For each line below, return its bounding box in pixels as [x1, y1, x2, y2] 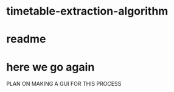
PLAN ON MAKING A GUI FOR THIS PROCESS [6, 80, 122, 88]
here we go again [6, 60, 95, 74]
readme [6, 32, 46, 46]
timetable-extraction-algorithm [6, 4, 169, 18]
